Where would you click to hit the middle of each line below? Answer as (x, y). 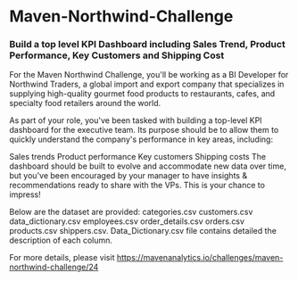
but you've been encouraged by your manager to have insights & (128, 176)
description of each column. (61, 240)
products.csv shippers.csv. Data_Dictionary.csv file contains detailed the (143, 231)
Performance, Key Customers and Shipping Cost (117, 55)
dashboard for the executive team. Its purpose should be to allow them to (144, 130)
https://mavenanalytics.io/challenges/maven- (200, 258)
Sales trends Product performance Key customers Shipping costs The (137, 157)
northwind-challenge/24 (54, 267)
